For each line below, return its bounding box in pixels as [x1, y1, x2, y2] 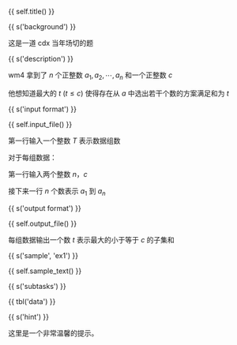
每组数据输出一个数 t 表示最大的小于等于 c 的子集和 [8, 234, 175, 244]
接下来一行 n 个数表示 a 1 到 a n [8, 186, 106, 197]
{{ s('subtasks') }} [8, 281, 66, 291]
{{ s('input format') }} [8, 104, 77, 114]
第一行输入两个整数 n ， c [8, 169, 88, 178]
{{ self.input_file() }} [8, 119, 73, 129]
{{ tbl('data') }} [8, 296, 56, 306]
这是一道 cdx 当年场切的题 [8, 39, 94, 47]
